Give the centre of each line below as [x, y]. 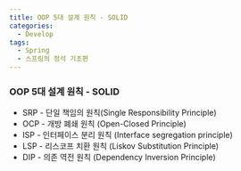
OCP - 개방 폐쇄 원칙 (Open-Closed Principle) [104, 124]
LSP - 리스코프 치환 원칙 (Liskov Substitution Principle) [120, 146]
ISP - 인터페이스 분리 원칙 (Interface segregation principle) [128, 135]
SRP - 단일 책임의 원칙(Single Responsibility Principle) [119, 113]
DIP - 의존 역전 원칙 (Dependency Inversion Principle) [119, 158]
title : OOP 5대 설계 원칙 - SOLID [69, 17]
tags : [19, 42]
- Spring [33, 51]
